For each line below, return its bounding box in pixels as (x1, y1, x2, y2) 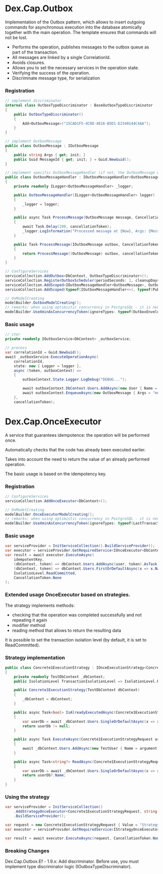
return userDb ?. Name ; (22, 773, 66, 778)
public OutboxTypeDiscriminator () (14, 112, 83, 117)
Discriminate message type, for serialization (12, 75, 100, 81)
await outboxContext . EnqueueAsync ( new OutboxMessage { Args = (22, 390, 151, 395)
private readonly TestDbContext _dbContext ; (14, 674, 105, 679)
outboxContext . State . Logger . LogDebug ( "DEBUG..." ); (22, 377, 127, 382)
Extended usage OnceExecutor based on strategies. (5, 591, 130, 598)
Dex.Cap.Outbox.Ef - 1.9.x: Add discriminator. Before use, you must (5, 858, 139, 864)
